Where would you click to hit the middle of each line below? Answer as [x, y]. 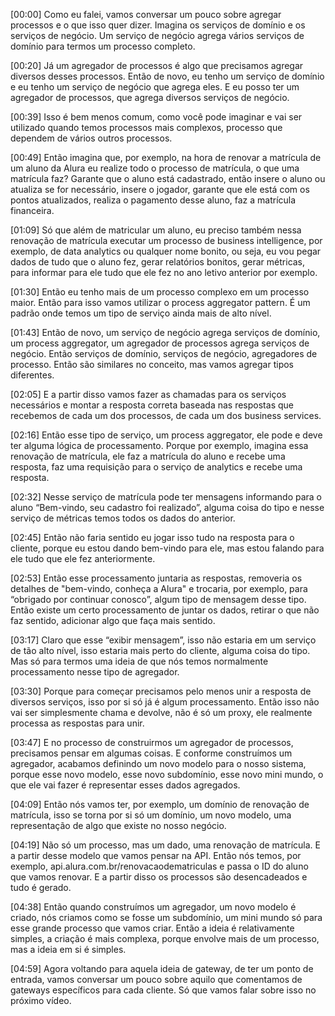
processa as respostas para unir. [77, 723]
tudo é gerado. [41, 887]
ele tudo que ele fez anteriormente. [83, 558]
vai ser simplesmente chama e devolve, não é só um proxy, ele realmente [161, 712]
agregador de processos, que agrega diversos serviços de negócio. [150, 97]
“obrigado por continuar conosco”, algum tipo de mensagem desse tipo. [158, 599]
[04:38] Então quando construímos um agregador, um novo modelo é [153, 907]
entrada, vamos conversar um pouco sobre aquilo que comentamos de [156, 979]
